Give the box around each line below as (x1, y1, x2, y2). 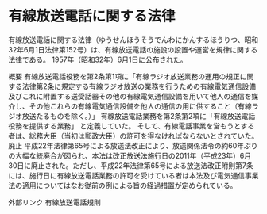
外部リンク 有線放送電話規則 (8, 197, 101, 207)
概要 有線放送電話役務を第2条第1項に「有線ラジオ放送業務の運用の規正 (8, 71, 240, 81)
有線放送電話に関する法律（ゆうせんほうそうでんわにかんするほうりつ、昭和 (8, 35, 259, 44)
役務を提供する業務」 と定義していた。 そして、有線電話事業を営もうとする (8, 120, 255, 131)
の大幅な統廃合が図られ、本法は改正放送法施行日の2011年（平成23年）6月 (8, 151, 252, 160)
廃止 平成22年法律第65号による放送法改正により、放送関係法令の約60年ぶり (8, 140, 258, 151)
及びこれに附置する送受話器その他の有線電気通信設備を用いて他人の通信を (8, 91, 252, 101)
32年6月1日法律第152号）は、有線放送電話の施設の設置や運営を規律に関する (8, 44, 258, 54)
